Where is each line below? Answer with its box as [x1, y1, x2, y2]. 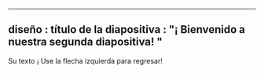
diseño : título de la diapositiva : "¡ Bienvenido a [8, 23, 246, 36]
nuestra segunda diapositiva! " [8, 35, 163, 49]
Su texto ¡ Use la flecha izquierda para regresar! [8, 56, 163, 65]
